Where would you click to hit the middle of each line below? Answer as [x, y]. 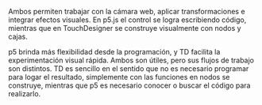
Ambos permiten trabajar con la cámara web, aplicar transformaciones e [127, 11]
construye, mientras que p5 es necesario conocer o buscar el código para [129, 85]
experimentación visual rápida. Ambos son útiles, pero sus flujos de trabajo [131, 60]
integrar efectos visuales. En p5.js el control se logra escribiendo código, [127, 20]
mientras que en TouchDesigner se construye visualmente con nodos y [125, 28]
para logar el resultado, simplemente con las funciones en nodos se [119, 77]
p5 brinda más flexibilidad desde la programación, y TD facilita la [114, 52]
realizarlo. [25, 94]
